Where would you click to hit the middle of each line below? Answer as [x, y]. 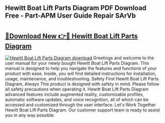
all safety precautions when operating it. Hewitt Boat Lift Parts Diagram [77, 89]
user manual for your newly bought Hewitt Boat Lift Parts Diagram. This [77, 63]
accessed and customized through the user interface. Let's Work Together [81, 105]
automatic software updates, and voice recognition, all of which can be [77, 99]
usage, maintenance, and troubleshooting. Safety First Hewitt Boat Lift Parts [82, 79]
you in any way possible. [30, 115]
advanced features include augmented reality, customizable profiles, [74, 94]
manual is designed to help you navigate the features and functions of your [81, 68]
